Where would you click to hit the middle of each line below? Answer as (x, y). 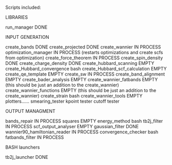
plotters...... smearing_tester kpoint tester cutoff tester (62, 101)
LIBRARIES (17, 17)
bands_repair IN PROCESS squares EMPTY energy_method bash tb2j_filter (84, 121)
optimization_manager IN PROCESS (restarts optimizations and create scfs (84, 52)
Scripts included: (23, 7)
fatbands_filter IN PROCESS (35, 137)
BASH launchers (23, 147)
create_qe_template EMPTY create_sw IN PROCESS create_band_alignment (85, 74)
